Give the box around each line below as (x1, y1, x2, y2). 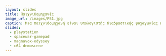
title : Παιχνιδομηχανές (5, 12, 54, 17)
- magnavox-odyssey (9, 39, 50, 44)
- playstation (9, 30, 39, 35)
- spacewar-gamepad (9, 35, 50, 39)
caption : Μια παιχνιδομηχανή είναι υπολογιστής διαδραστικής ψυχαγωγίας (5, 20, 158, 26)
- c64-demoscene (9, 43, 43, 48)
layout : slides (5, 7, 37, 12)
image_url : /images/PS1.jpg (5, 16, 63, 21)
